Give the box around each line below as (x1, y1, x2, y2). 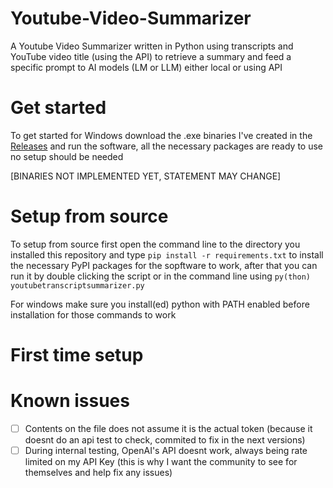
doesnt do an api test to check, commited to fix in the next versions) (24, 434, 306, 446)
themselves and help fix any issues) (24, 467, 173, 479)
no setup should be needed (10, 150, 124, 162)
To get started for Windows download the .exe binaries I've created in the (10, 129, 313, 141)
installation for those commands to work (10, 308, 177, 321)
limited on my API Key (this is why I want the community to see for (24, 456, 298, 468)
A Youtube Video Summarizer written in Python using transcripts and (10, 40, 294, 52)
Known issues (10, 390, 130, 412)
